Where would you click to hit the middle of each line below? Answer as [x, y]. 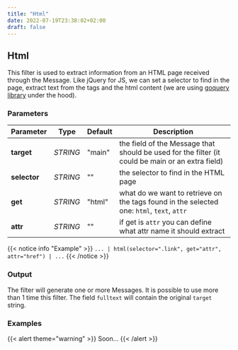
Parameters [28, 114]
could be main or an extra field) [171, 161]
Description [173, 132]
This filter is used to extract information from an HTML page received [109, 73]
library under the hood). [42, 95]
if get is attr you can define [166, 222]
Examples [25, 323]
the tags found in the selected [169, 202]
